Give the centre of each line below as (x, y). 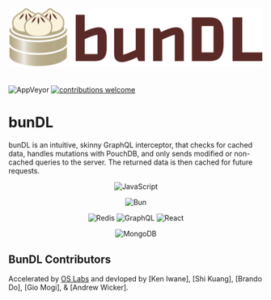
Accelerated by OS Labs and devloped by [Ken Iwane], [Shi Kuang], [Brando (135, 279)
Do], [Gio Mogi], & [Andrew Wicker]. (68, 287)
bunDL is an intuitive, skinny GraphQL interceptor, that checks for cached (131, 145)
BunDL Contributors (60, 259)
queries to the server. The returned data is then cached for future (144, 162)
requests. (24, 171)
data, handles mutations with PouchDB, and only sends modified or (121, 154)
